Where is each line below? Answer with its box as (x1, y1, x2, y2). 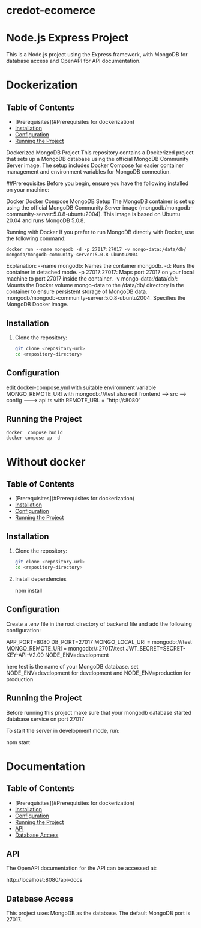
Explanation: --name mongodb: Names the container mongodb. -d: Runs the (6, 262, 195, 270)
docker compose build (6, 430, 63, 436)
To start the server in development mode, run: (6, 727, 120, 734)
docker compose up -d (6, 435, 61, 441)
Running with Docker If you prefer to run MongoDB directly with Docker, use (6, 229, 194, 236)
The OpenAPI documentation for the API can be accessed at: (6, 864, 157, 872)
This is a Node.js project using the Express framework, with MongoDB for (6, 51, 188, 58)
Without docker (6, 455, 86, 469)
